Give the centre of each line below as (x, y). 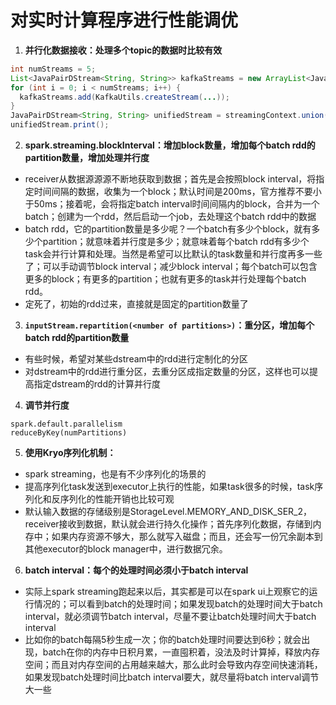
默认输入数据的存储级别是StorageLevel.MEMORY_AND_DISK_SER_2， (168, 512)
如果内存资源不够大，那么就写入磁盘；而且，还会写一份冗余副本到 (187, 537)
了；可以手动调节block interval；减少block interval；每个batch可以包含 (171, 267)
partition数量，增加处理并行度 (87, 158)
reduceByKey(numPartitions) (69, 433)
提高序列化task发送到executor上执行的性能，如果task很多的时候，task (169, 487)
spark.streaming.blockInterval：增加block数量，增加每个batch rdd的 (170, 145)
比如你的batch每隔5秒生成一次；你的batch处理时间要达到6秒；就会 (163, 640)
